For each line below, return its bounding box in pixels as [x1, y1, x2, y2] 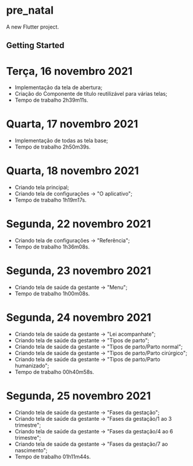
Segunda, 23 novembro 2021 [6, 264, 151, 278]
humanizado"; [14, 362, 49, 369]
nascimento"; [14, 446, 48, 454]
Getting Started [6, 40, 65, 51]
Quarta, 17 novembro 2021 [6, 117, 138, 131]
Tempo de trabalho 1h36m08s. [14, 243, 90, 250]
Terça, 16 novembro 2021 [6, 64, 132, 78]
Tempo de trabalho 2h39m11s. [14, 96, 88, 104]
